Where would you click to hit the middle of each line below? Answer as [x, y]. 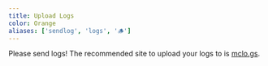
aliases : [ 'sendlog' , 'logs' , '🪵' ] [70, 31]
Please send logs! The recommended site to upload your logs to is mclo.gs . [134, 54]
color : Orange [32, 23]
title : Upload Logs [41, 16]
